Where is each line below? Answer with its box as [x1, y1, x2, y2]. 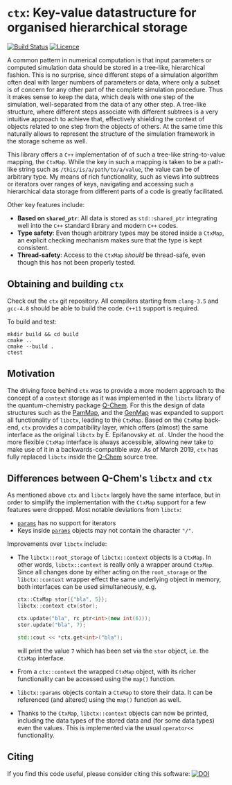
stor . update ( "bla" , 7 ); [17, 621, 87, 628]
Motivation [7, 368, 55, 380]
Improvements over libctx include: [7, 540, 107, 548]
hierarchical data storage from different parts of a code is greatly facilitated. [7, 187, 224, 195]
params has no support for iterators [17, 519, 116, 527]
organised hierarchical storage [7, 19, 188, 35]
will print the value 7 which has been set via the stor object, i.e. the [17, 646, 209, 655]
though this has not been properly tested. [17, 258, 136, 266]
